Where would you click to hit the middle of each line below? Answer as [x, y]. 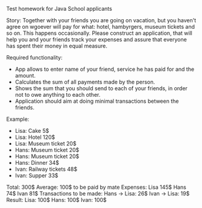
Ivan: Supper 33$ [36, 176]
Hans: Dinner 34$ [37, 163]
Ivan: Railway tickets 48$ [46, 169]
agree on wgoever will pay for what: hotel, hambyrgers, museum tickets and [100, 27]
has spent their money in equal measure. [57, 46]
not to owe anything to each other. [58, 95]
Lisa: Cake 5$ [32, 131]
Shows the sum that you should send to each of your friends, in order [101, 88]
